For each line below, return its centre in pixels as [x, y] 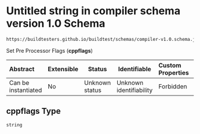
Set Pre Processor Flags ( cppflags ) [50, 50]
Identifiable [135, 69]
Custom [170, 65]
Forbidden [173, 86]
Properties [174, 72]
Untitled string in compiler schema [93, 11]
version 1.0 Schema [56, 23]
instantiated [26, 90]
